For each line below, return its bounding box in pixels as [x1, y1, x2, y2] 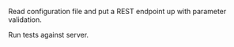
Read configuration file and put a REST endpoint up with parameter [8, 7, 227, 16]
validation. [8, 15, 42, 24]
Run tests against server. [8, 31, 89, 39]
